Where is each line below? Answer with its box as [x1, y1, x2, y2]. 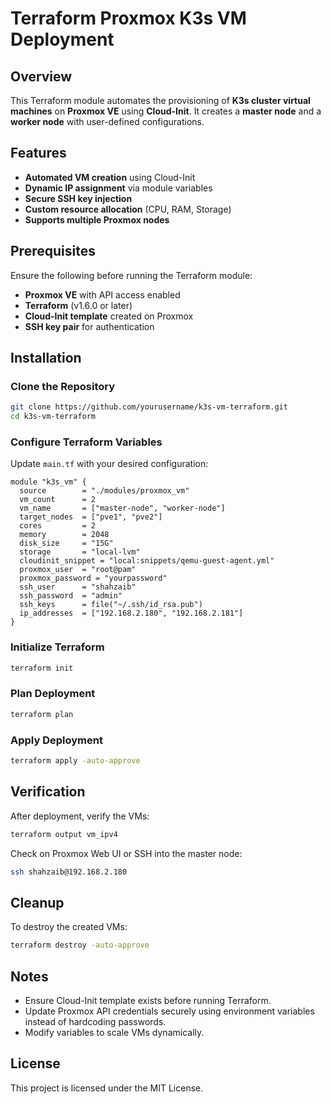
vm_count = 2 [19, 495, 97, 505]
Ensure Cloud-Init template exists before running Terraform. [24, 994, 272, 1006]
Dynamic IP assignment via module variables [24, 182, 213, 194]
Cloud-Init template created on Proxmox [24, 310, 194, 322]
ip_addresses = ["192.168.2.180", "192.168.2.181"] [19, 608, 244, 619]
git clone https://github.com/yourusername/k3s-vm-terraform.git [10, 402, 288, 412]
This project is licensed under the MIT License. [10, 1082, 204, 1094]
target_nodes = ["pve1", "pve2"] [19, 512, 163, 522]
